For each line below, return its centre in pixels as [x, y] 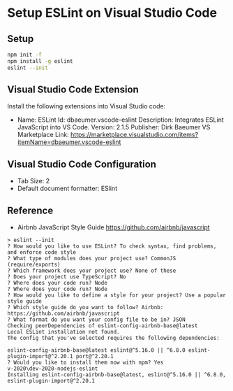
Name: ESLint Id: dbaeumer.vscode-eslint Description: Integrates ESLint [121, 120]
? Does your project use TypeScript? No [67, 277]
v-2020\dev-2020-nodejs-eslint [53, 369]
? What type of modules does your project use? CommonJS [92, 259]
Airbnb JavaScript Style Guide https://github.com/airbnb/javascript [114, 227]
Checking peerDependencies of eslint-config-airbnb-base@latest [103, 326]
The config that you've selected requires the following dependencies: [113, 338]
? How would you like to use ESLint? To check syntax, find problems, [112, 246]
